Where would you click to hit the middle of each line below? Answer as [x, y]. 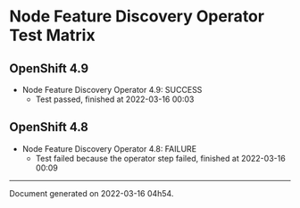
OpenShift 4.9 [49, 68]
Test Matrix [52, 35]
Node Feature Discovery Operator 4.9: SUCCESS [112, 90]
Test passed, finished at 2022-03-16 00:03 [115, 99]
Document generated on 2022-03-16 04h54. [92, 193]
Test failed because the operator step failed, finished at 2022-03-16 [160, 158]
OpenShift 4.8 [49, 127]
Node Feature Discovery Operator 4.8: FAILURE [109, 148]
